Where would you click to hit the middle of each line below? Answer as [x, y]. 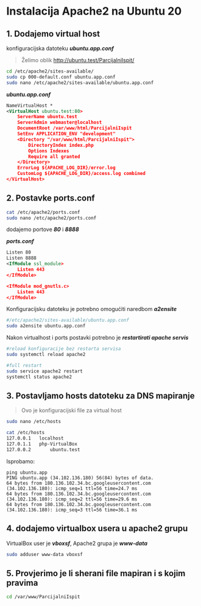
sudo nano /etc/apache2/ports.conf [51, 218]
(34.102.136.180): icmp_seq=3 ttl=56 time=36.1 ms [72, 510]
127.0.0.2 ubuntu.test [43, 449]
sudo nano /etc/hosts [34, 422]
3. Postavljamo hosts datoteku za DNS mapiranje [100, 395]
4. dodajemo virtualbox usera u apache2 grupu [97, 529]
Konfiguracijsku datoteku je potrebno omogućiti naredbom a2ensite [92, 309]
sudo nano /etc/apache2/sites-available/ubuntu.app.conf [80, 83]
